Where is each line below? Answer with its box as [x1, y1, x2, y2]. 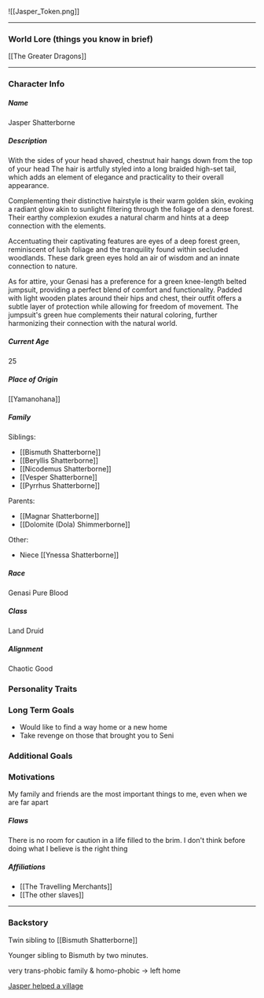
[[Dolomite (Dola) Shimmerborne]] [19, 519, 131, 530]
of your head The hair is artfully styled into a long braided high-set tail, [8, 164, 237, 174]
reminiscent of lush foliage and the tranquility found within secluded [8, 245, 229, 254]
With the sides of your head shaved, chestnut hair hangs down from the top [8, 156, 253, 165]
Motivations [8, 771, 55, 782]
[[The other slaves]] [19, 890, 84, 900]
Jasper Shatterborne [8, 118, 75, 128]
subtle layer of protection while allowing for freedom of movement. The [8, 302, 239, 312]
